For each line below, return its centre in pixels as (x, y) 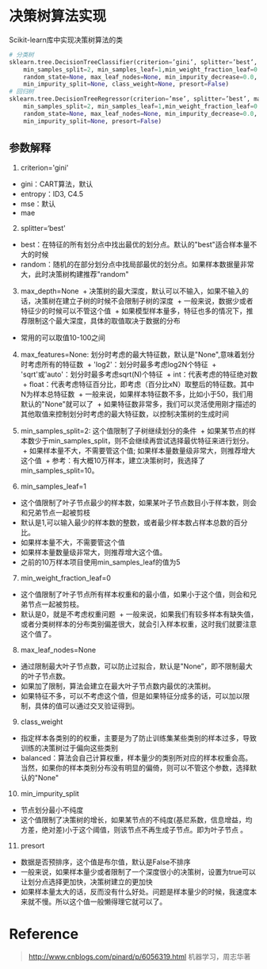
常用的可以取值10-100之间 (63, 337)
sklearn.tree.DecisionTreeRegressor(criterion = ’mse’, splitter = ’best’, (130, 99)
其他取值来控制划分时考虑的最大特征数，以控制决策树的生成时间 (124, 414)
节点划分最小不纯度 (52, 810)
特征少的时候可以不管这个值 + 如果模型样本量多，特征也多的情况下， (133, 311)
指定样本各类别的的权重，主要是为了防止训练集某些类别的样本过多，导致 (138, 737)
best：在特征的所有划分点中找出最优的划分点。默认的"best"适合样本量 (135, 244)
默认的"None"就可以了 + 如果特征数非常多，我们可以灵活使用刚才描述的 (138, 404)
